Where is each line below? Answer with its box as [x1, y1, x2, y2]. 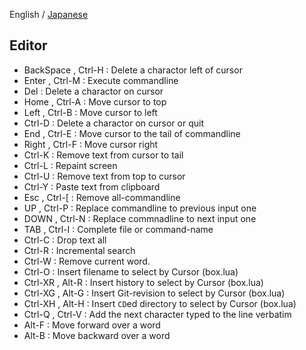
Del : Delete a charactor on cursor [23, 85, 164, 97]
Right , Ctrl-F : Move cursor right [23, 138, 159, 150]
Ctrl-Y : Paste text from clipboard [23, 180, 161, 193]
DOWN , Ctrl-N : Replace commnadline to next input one [23, 212, 257, 224]
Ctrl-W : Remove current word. [23, 255, 151, 267]
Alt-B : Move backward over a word [23, 329, 171, 341]
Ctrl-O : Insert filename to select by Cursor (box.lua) [23, 265, 239, 278]
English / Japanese [9, 9, 89, 20]
